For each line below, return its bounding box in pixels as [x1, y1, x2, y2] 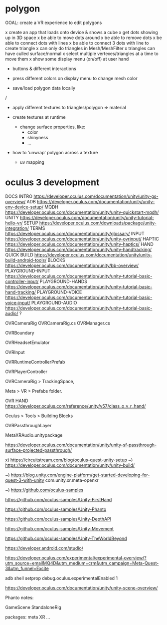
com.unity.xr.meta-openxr [45, 477, 99, 483]
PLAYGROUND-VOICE [37, 289, 82, 295]
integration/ [5, 225, 29, 231]
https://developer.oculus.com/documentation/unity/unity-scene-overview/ [5, 584, 158, 591]
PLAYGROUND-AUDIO [31, 299, 77, 305]
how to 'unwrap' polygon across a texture [12, 149, 98, 155]
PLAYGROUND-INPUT [5, 267, 51, 273]
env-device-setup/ [5, 204, 44, 210]
